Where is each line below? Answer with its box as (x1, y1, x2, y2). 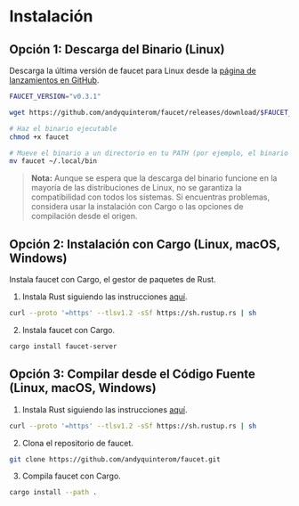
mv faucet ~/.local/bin (9, 157, 98, 166)
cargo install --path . (9, 488, 98, 497)
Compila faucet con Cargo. (21, 470, 122, 482)
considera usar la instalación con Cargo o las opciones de (30, 201, 244, 212)
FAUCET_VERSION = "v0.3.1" (9, 92, 101, 101)
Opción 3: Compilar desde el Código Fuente (9, 367, 255, 382)
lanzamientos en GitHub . (9, 75, 100, 86)
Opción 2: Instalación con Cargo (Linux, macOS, (9, 236, 280, 251)
